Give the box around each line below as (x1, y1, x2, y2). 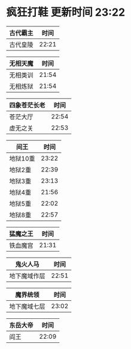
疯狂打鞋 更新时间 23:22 (6, 5, 126, 19)
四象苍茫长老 (9, 100, 46, 109)
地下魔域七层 (9, 302, 46, 310)
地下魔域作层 (9, 271, 46, 280)
